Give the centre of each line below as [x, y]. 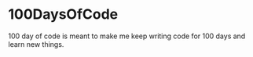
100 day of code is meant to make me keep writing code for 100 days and [127, 36]
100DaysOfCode [63, 14]
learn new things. [36, 44]
